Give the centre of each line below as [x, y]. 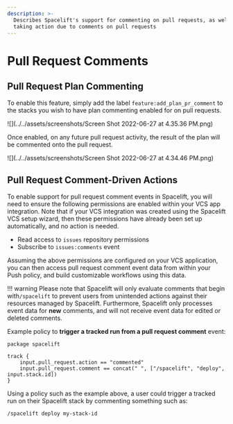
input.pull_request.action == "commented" [82, 363]
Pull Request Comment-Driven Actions [93, 180]
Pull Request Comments [78, 61]
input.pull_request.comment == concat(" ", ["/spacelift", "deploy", [122, 368]
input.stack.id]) [32, 375]
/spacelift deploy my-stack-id [52, 414]
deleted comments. [35, 318]
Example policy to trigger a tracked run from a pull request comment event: [116, 332]
